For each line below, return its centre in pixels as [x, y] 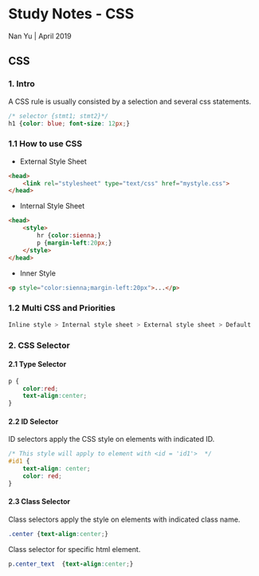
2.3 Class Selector [39, 502]
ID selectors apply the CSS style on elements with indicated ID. [112, 439]
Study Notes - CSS [71, 14]
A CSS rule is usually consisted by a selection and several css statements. [130, 101]
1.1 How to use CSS [45, 144]
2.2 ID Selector [33, 421]
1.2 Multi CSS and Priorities [62, 308]
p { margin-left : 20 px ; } [75, 243]
